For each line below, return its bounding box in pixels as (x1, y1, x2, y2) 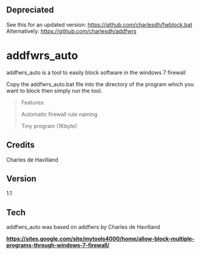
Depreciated (6, 5, 54, 15)
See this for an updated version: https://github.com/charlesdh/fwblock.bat (6, 21, 192, 28)
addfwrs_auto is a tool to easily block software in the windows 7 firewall (6, 69, 186, 76)
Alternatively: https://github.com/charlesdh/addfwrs (6, 27, 137, 35)
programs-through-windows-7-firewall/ (6, 242, 110, 249)
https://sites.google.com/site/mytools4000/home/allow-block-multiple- (6, 235, 195, 242)
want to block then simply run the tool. (6, 87, 103, 94)
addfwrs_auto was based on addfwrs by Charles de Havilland (6, 223, 160, 231)
